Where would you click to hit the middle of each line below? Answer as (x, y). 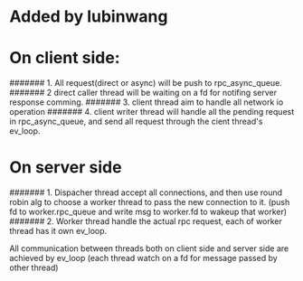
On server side (66, 168)
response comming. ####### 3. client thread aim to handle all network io (147, 102)
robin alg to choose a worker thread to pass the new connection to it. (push (150, 202)
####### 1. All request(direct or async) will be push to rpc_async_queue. (146, 83)
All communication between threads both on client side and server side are (149, 248)
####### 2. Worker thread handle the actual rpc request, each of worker (146, 221)
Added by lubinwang (89, 17)
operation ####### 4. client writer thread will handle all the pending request (152, 112)
